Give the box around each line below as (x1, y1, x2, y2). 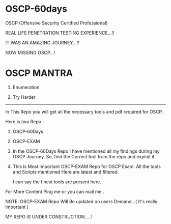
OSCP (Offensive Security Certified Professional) (5, 20, 108, 26)
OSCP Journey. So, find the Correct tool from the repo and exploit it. (12, 153, 156, 159)
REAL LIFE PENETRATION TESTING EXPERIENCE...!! (5, 30, 115, 36)
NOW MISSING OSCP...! (5, 49, 55, 55)
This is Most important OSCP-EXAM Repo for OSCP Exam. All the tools (12, 163, 161, 170)
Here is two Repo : (5, 118, 44, 125)
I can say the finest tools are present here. (12, 179, 102, 185)
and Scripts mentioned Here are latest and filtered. (12, 169, 119, 175)
